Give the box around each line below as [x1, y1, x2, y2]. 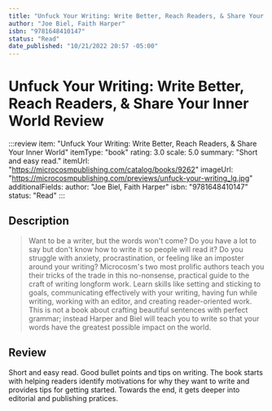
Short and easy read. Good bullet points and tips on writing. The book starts [8, 367, 263, 377]
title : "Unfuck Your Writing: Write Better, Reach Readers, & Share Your [8, 11, 265, 20]
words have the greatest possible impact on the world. [28, 322, 212, 332]
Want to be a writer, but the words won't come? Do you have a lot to [28, 235, 257, 245]
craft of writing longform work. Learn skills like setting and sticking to [28, 278, 261, 289]
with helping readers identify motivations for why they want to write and [8, 376, 250, 386]
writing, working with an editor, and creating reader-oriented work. [28, 296, 252, 306]
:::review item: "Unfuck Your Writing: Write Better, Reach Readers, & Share [8, 139, 257, 149]
